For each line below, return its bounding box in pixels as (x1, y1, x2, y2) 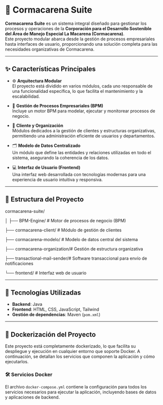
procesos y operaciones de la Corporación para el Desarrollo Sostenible (5, 25, 152, 31)
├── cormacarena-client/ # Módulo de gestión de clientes (5, 227, 122, 233)
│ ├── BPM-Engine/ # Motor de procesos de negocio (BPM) (5, 217, 126, 223)
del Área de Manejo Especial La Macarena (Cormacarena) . (5, 31, 125, 36)
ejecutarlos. (5, 359, 29, 365)
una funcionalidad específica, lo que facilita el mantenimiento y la (12, 88, 143, 94)
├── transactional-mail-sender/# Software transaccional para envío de (5, 255, 147, 261)
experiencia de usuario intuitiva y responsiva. (12, 176, 103, 182)
